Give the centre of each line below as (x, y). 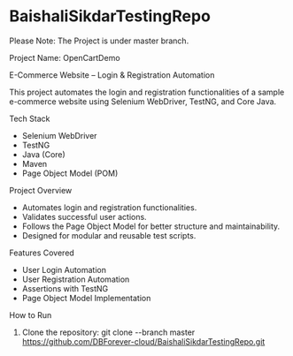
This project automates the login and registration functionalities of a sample (147, 92)
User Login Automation (64, 269)
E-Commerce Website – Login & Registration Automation (112, 75)
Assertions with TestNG (65, 288)
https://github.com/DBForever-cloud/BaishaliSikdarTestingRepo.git (143, 341)
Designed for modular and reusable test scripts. (109, 235)
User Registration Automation (76, 279)
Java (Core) (44, 154)
